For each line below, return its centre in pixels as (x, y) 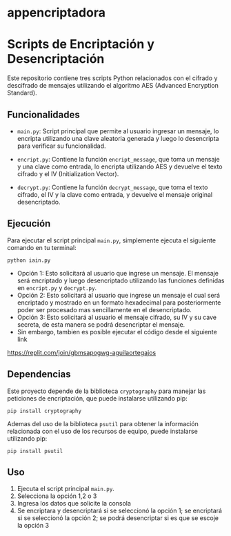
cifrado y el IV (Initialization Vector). (68, 173)
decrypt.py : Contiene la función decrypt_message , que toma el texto (112, 187)
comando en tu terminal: (42, 247)
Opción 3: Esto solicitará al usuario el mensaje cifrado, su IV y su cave (117, 317)
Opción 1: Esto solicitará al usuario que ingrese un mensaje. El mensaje (118, 273)
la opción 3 (33, 526)
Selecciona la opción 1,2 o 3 (57, 496)
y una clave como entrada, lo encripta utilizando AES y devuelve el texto (120, 166)
